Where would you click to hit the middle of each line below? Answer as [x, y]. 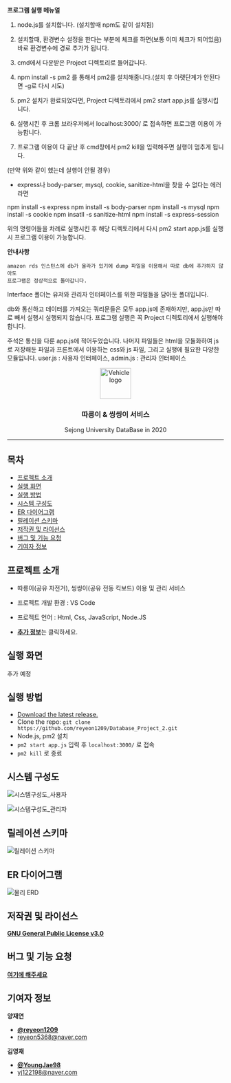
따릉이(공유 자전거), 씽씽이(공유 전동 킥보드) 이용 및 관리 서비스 [101, 588]
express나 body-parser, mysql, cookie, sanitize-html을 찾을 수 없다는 [113, 185]
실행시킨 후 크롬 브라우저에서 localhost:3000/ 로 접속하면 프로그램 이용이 [115, 124]
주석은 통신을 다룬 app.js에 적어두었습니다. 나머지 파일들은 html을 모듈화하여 [110, 341]
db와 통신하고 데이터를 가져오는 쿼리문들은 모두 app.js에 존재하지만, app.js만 [111, 309]
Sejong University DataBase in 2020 [115, 430]
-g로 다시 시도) [45, 86]
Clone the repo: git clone [54, 722]
